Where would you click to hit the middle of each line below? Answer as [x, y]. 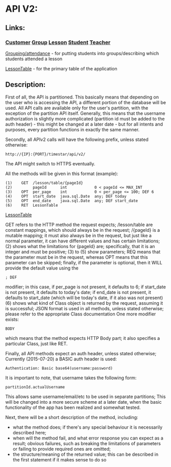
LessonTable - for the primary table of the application [61, 68]
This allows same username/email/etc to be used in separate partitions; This [86, 397]
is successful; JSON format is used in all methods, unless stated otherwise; [84, 308]
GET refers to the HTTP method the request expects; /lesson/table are [79, 225]
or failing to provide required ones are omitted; [62, 449]
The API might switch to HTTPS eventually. [50, 163]
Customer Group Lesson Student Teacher [58, 42]
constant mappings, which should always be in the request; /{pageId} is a [83, 230]
